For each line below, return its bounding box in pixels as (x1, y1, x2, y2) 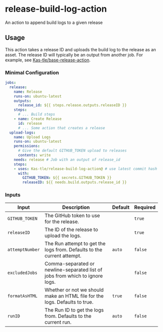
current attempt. (44, 253, 81, 259)
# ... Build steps (17, 112, 55, 117)
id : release (17, 121, 42, 126)
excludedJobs (7, 270, 38, 276)
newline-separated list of (44, 267, 103, 273)
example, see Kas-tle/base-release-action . (5, 57, 91, 63)
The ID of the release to (44, 226, 98, 233)
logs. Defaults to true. (44, 299, 94, 306)
